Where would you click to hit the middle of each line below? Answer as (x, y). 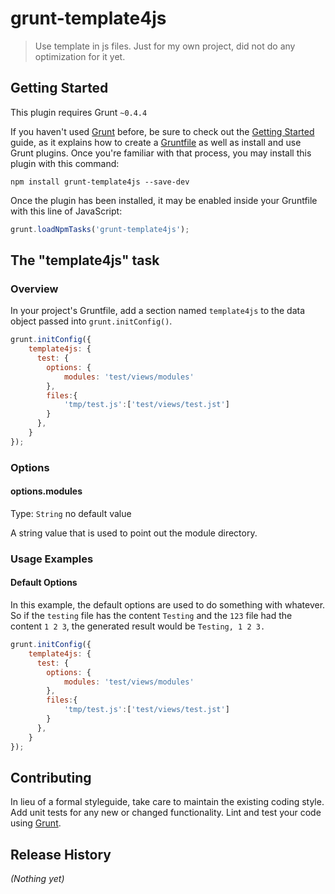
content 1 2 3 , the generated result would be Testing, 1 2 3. (138, 626)
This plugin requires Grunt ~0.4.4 (79, 112)
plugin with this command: (65, 163)
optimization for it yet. (80, 56)
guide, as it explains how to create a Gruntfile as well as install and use (156, 142)
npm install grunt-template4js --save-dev (100, 182)
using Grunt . (36, 823)
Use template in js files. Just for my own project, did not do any (165, 46)
